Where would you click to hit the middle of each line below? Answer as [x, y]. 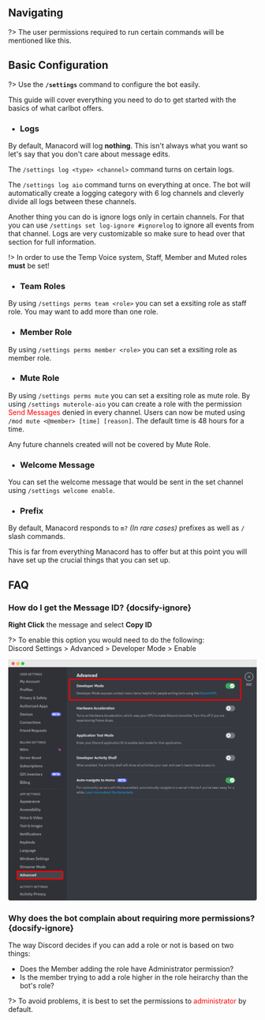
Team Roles [42, 286]
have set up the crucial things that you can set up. [90, 560]
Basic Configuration [58, 65]
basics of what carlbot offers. [56, 108]
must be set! [29, 265]
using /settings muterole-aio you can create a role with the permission [125, 404]
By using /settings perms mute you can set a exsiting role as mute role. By [129, 395]
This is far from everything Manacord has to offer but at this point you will [128, 551]
